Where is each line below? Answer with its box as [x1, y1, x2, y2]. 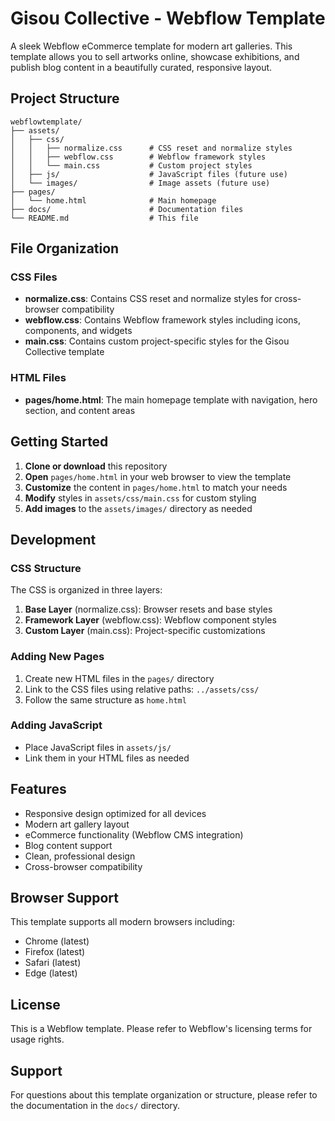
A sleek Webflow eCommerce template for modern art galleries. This [10, 40, 293, 52]
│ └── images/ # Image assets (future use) [10, 178, 271, 188]
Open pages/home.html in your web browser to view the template [24, 470, 292, 482]
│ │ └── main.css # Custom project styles [10, 160, 253, 171]
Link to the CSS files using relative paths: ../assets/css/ [24, 683, 260, 695]
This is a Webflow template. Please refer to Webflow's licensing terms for [10, 1023, 313, 1035]
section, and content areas [24, 404, 136, 416]
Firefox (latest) [24, 946, 86, 958]
